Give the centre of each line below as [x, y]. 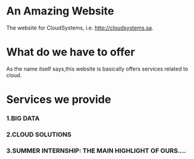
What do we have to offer [71, 52]
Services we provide [59, 100]
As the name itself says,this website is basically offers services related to [97, 69]
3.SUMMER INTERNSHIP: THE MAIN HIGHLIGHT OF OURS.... [96, 151]
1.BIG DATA [23, 118]
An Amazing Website [60, 11]
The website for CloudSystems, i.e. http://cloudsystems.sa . [80, 28]
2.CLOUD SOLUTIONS [39, 134]
